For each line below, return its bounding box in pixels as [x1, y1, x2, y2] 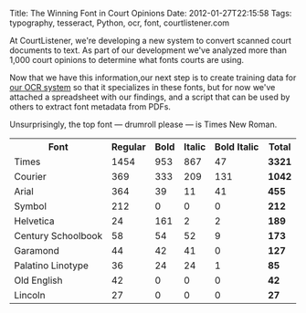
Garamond [14, 245, 59, 256]
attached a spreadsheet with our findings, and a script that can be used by [9, 91, 290, 102]
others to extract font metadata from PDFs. [9, 101, 172, 112]
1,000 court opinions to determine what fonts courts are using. [9, 55, 245, 65]
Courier [14, 171, 47, 183]
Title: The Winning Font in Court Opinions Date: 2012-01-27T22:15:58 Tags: [9, 8, 292, 18]
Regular [111, 141, 146, 153]
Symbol [14, 200, 47, 213]
